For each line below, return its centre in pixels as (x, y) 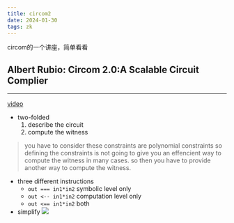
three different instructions (55, 181)
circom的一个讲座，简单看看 (48, 47)
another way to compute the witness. (77, 168)
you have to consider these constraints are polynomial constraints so (123, 146)
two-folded (33, 117)
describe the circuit (55, 125)
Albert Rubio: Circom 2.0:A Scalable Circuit (103, 69)
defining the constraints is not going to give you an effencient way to (123, 153)
